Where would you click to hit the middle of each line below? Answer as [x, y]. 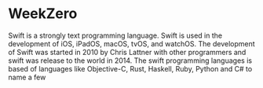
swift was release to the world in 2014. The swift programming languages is [130, 60]
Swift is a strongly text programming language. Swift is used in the [115, 35]
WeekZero [43, 14]
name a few [27, 77]
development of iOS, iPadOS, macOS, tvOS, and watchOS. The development [131, 43]
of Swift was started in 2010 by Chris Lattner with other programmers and [127, 52]
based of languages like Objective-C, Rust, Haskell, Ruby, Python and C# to [130, 68]
